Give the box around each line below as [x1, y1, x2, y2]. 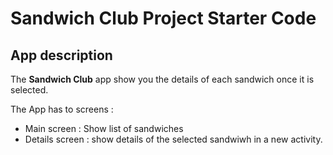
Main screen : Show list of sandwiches [24, 123, 184, 134]
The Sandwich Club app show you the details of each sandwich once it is [10, 73, 315, 85]
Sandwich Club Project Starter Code [10, 7, 317, 30]
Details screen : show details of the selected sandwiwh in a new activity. [24, 133, 323, 145]
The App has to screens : [10, 103, 114, 115]
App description [10, 47, 113, 64]
